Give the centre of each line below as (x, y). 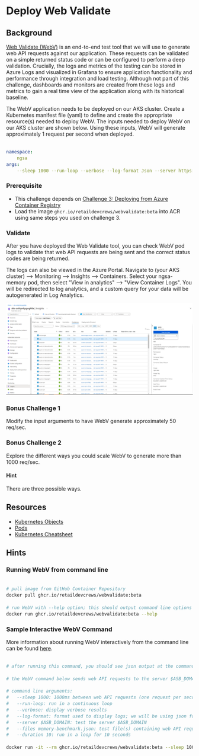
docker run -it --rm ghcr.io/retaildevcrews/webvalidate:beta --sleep (95, 748)
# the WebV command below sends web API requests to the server (87, 679)
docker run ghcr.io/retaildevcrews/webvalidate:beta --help (82, 614)
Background (29, 33)
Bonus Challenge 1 (33, 408)
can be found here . (29, 648)
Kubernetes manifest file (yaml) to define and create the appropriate (89, 115)
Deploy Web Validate (59, 11)
